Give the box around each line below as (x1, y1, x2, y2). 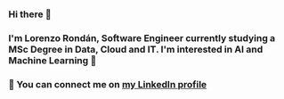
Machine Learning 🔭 (8, 54, 97, 66)
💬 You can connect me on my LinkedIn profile (8, 78, 207, 90)
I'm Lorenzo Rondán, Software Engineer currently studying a (8, 31, 276, 44)
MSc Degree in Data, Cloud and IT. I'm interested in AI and (8, 43, 264, 55)
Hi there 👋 (8, 8, 53, 21)
